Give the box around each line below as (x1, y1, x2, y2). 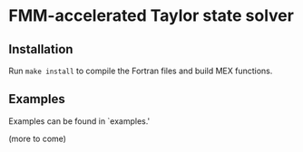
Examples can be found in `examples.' (8, 115, 151, 127)
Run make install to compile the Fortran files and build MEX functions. (8, 65, 273, 76)
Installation (8, 42, 73, 57)
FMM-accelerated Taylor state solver (8, 5, 294, 26)
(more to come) (8, 133, 67, 144)
